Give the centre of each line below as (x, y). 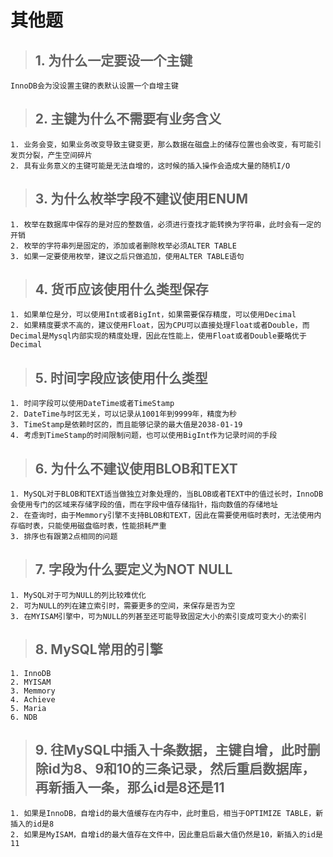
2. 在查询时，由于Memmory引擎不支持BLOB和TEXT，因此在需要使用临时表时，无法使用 (162, 516)
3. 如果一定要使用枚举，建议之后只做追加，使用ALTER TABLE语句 (127, 256)
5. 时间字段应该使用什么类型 (121, 377)
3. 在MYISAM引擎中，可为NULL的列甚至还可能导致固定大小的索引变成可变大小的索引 (158, 616)
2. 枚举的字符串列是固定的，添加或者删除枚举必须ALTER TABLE (123, 246)
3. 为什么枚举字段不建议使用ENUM (141, 199)
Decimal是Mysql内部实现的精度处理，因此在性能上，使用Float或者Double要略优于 (158, 336)
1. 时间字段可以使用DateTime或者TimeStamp (92, 404)
